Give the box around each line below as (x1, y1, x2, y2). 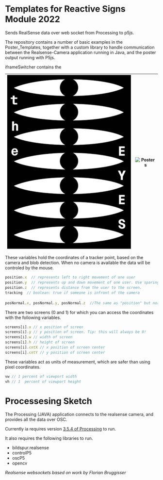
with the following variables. (5, 314, 62, 320)
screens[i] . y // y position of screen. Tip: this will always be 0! (5, 330, 147, 334)
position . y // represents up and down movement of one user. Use (5, 280, 142, 285)
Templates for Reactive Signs (5, 3, 126, 15)
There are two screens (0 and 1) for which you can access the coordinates (5, 309, 154, 315)
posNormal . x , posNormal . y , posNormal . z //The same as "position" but (5, 300, 151, 305)
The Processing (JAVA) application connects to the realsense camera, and (5, 412, 154, 417)
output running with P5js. (5, 54, 55, 60)
